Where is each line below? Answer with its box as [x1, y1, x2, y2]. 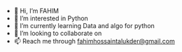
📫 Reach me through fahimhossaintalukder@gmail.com [13, 37, 175, 45]
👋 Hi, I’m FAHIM [13, 7, 59, 15]
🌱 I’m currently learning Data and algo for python [13, 22, 155, 30]
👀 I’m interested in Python [13, 14, 89, 22]
